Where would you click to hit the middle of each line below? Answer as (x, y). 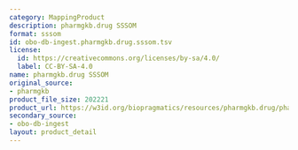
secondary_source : (43, 116)
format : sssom (35, 34)
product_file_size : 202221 (59, 99)
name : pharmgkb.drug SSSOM (59, 75)
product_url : (33, 108)
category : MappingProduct (57, 17)
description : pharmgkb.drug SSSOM (73, 26)
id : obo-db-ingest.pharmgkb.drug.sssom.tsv (91, 42)
